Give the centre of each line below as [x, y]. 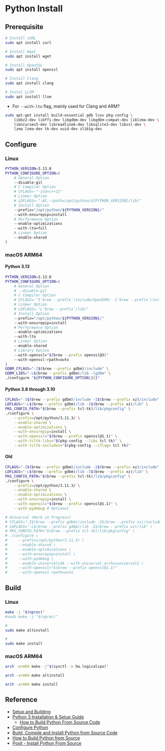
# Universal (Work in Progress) [38, 517]
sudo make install [24, 644]
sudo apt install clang [29, 83]
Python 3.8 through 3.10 [30, 389]
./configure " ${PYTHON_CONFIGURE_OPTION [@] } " [52, 378]
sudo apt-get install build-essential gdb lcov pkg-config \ [69, 115]
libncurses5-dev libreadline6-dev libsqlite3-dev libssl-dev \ [80, 124]
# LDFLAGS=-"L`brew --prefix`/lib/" [52, 309]
